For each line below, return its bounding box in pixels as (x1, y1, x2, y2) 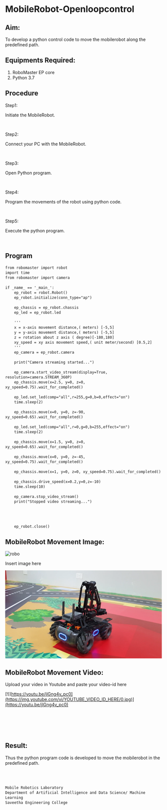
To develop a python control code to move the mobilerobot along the (5, 36, 146, 42)
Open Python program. (5, 170, 52, 176)
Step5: (5, 218, 19, 224)
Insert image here (5, 561, 41, 567)
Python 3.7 (12, 75, 35, 81)
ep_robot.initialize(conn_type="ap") (14, 295, 92, 301)
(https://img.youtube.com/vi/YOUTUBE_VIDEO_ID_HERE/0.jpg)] (5, 697, 134, 703)
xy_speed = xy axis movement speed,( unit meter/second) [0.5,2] (14, 340, 153, 345)
